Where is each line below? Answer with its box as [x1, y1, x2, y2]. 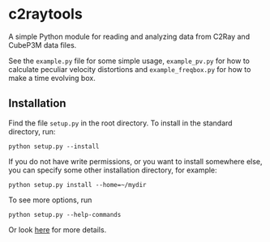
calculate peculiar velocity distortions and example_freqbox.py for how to [8, 64, 251, 74]
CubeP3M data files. [8, 40, 77, 49]
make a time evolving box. [8, 73, 96, 83]
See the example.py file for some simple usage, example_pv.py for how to [8, 56, 250, 66]
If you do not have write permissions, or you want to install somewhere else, [8, 156, 263, 166]
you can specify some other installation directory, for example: [8, 165, 217, 175]
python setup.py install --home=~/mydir [8, 180, 148, 189]
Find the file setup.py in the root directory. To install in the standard [8, 118, 233, 128]
